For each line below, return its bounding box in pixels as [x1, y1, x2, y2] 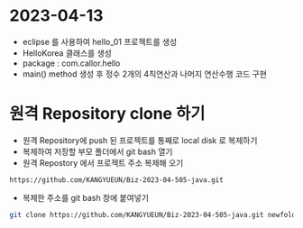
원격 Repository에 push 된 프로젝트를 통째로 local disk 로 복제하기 [22, 134, 258, 145]
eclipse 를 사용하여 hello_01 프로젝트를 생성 [22, 36, 178, 47]
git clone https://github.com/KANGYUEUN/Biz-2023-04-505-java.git [9, 210, 264, 219]
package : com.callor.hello [22, 58, 121, 68]
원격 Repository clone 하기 [9, 104, 206, 124]
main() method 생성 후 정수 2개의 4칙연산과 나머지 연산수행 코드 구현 [22, 68, 268, 79]
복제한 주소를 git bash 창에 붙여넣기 [22, 192, 149, 203]
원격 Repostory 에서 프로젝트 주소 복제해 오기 [22, 157, 184, 168]
